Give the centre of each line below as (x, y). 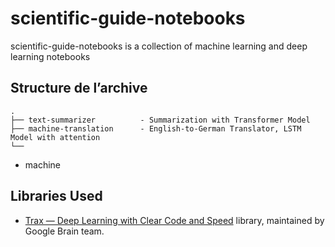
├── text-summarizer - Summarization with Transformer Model (160, 120)
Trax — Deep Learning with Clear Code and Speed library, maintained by (174, 220)
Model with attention (55, 137)
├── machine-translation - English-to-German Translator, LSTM (156, 128)
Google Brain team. (64, 231)
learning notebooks (50, 56)
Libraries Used (56, 196)
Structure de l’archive (79, 88)
